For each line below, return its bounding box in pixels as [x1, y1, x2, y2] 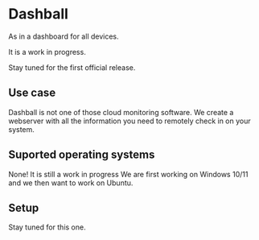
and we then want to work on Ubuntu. [8, 178, 134, 188]
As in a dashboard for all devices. [8, 31, 119, 41]
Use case [8, 86, 56, 100]
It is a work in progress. [8, 47, 86, 56]
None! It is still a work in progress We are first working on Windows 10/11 [8, 169, 249, 179]
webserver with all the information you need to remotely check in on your [8, 116, 251, 126]
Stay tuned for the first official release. [8, 62, 136, 72]
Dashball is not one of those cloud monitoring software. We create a [8, 107, 234, 117]
